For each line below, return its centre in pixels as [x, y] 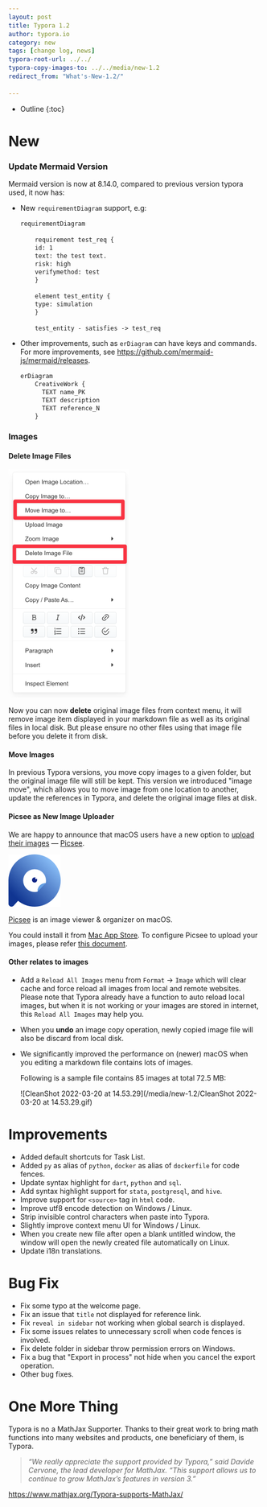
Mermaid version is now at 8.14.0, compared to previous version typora [126, 184]
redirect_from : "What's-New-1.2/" [66, 76]
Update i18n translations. [61, 1250]
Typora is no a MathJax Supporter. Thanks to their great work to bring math [133, 1429]
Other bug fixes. [47, 1374]
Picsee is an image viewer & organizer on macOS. [90, 919]
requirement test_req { [74, 240]
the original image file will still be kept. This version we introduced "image [130, 781]
